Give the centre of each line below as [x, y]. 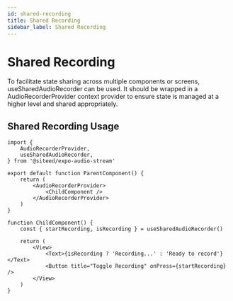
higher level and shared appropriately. [63, 104]
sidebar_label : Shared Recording [57, 27]
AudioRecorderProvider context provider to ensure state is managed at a [113, 97]
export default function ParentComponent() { [75, 174]
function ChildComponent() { [50, 223]
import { [20, 143]
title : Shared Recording [44, 20]
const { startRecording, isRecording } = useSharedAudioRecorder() [121, 229]
